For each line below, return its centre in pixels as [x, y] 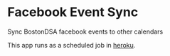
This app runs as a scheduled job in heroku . [71, 45]
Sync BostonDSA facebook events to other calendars [85, 31]
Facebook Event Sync [73, 12]
